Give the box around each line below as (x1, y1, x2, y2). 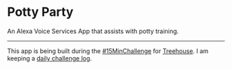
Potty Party (7, 4, 74, 20)
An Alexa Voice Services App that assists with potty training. (7, 27, 180, 35)
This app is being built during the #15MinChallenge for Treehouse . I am (7, 46, 209, 55)
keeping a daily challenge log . (7, 54, 92, 62)
